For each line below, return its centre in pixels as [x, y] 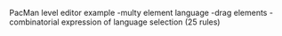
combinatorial [34, 22]
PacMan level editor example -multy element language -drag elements [138, 13]
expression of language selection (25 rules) [141, 22]
